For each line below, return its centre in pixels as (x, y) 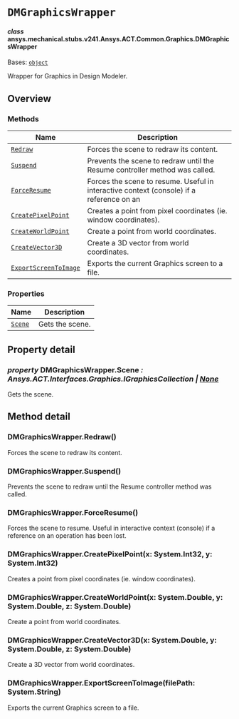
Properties (26, 294)
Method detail (39, 417)
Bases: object (28, 62)
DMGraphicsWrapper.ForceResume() (73, 512)
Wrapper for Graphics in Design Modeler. (68, 76)
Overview (30, 98)
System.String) (34, 692)
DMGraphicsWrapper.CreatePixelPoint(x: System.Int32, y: (110, 554)
